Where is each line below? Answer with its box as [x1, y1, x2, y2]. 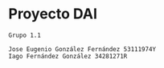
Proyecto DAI [8, 5, 98, 23]
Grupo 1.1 [8, 31, 42, 39]
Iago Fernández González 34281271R [8, 52, 128, 60]
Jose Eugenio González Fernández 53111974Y [8, 45, 157, 53]
